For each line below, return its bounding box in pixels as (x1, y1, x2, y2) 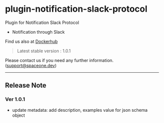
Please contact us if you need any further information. (5, 57, 114, 63)
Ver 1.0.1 (5, 96, 25, 103)
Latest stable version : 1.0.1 (17, 48, 71, 54)
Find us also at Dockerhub (5, 38, 58, 44)
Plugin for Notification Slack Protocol (5, 20, 80, 25)
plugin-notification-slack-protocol (5, 3, 148, 15)
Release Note (5, 82, 46, 90)
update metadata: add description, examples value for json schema (12, 107, 148, 113)
